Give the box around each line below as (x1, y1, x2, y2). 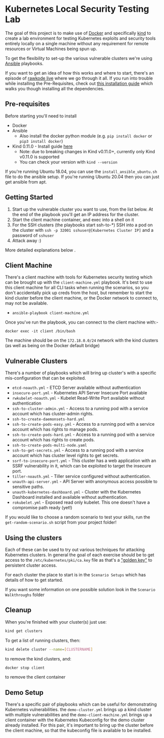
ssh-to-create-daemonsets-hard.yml (12, 417, 85, 422)
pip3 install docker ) (19, 138, 63, 144)
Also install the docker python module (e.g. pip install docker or (19, 133, 153, 138)
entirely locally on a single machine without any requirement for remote (5, 40, 149, 46)
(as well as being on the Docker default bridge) (5, 343, 100, 349)
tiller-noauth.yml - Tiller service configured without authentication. (12, 473, 151, 479)
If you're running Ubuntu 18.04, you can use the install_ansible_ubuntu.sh (5, 168, 158, 174)
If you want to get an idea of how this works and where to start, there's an (5, 70, 154, 76)
